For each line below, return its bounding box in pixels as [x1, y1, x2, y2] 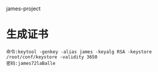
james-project [6, 5, 41, 12]
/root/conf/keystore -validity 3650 [6, 54, 98, 60]
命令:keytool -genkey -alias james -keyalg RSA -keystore [6, 49, 152, 55]
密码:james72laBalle [6, 60, 56, 66]
